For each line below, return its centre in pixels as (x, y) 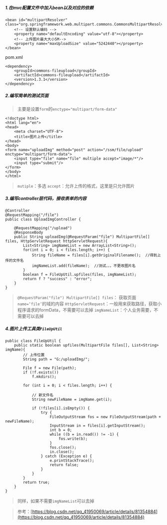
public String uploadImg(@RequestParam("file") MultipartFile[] (82, 237)
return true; (37, 482)
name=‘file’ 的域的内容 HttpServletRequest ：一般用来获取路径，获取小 (89, 304)
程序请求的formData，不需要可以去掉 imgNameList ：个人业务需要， (85, 310)
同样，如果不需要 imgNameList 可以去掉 (56, 501)
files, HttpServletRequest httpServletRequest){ (56, 241)
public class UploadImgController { (43, 219)
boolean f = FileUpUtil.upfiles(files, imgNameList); (80, 274)
